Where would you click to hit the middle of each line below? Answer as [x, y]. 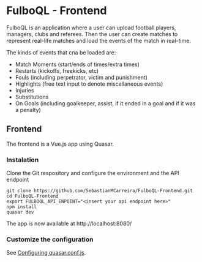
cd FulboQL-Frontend [33, 196]
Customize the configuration [50, 239]
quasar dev [20, 212]
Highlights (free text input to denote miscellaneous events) [89, 84]
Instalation [23, 160]
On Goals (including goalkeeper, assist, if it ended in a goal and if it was [105, 103]
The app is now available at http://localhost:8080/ [69, 223]
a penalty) [28, 110]
